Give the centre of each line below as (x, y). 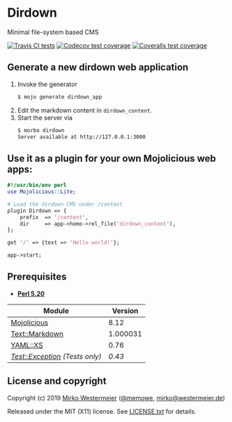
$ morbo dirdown (41, 130)
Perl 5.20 (31, 293)
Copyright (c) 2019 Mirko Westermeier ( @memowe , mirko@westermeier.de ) (116, 398)
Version (125, 311)
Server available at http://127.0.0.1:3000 (82, 137)
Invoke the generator (47, 84)
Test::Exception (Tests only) (56, 356)
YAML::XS (27, 345)
